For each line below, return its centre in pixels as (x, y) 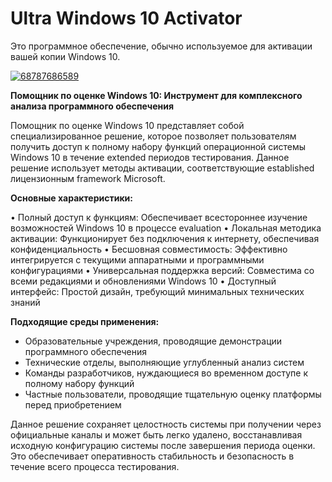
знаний (25, 302)
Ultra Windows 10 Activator (126, 18)
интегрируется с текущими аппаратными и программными (137, 259)
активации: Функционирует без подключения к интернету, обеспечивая (165, 238)
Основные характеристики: (71, 198)
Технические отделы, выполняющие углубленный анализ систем (164, 362)
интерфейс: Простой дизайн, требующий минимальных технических (157, 291)
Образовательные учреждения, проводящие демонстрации (153, 341)
